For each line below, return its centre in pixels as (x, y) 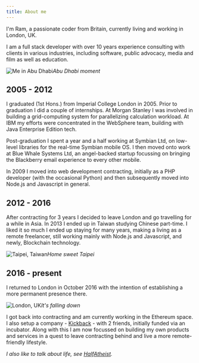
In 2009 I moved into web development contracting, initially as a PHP (91, 171)
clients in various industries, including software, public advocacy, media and (100, 53)
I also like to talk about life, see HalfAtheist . (59, 354)
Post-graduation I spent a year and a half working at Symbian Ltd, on (91, 141)
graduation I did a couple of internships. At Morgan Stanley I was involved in (99, 110)
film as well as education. (37, 59)
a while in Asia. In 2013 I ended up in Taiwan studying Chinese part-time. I (97, 224)
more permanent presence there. (47, 294)
